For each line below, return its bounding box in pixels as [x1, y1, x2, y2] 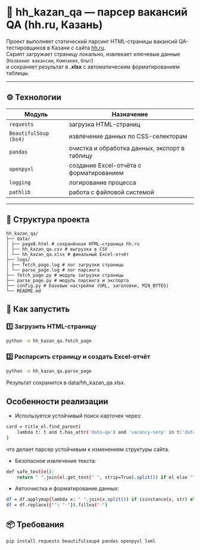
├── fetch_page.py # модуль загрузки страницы [6, 272, 124, 278]
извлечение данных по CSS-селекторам [68, 132, 187, 140]
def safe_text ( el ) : [6, 468, 55, 475]
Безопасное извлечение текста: [14, 457, 96, 464]
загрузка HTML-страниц [68, 120, 140, 128]
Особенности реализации [6, 396, 108, 406]
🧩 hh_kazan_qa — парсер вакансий [6, 5, 188, 19]
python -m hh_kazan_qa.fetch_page [6, 338, 92, 344]
